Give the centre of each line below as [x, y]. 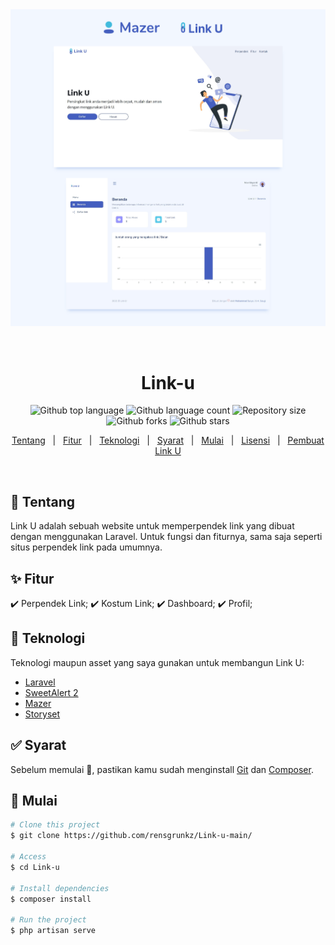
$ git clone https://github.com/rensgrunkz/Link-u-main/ [131, 836]
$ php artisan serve [53, 931]
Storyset [42, 714]
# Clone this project [55, 825]
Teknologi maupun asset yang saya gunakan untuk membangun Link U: [157, 662]
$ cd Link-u [35, 867]
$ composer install [51, 899]
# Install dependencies [60, 888]
